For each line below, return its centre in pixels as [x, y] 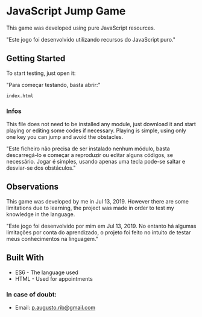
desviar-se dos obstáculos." [41, 168]
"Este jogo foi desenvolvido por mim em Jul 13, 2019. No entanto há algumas [101, 226]
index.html [20, 96]
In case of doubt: [32, 294]
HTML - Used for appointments [54, 278]
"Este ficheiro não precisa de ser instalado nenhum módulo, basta [88, 149]
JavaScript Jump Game [66, 11]
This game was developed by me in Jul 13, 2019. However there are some [97, 201]
